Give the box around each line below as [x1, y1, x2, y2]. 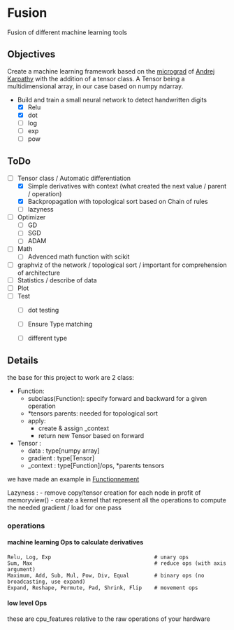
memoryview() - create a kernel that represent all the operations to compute [7, 495, 227, 504]
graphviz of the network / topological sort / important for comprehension [17, 261, 227, 269]
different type [27, 334, 68, 342]
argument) [7, 566, 36, 573]
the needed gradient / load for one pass [7, 503, 122, 512]
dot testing [27, 306, 59, 314]
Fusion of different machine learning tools [7, 28, 128, 36]
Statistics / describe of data [17, 275, 97, 285]
